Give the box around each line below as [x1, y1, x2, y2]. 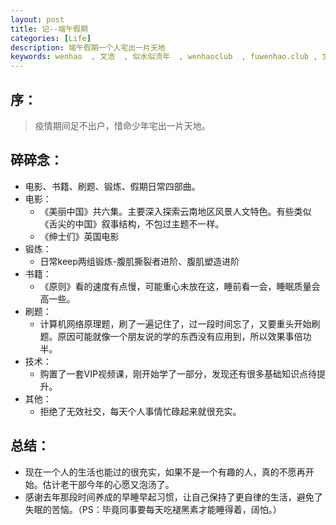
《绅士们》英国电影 [39, 230, 120, 242]
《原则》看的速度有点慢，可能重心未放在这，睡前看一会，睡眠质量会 [39, 280, 321, 292]
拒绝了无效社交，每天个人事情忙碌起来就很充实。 [39, 405, 242, 417]
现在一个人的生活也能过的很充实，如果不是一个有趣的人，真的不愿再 [24, 466, 306, 478]
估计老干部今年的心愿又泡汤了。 [42, 478, 175, 490]
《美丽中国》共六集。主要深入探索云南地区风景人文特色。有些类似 [39, 205, 312, 217]
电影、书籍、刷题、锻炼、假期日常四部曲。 [24, 180, 201, 192]
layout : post [10, 14, 65, 25]
